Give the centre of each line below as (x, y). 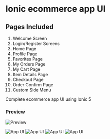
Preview (15, 111)
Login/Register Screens (36, 44)
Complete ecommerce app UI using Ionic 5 (48, 99)
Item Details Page (30, 74)
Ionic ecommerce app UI (56, 9)
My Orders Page (29, 64)
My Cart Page (26, 69)
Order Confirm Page (33, 85)
